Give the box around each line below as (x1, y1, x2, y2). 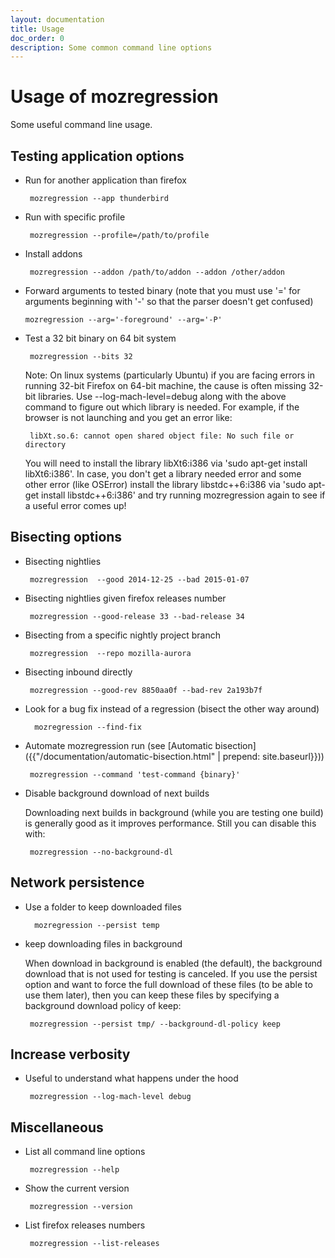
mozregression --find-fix (34, 722, 142, 732)
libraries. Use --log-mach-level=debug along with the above (38, 391, 287, 402)
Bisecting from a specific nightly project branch (24, 629, 221, 641)
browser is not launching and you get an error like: (24, 412, 233, 423)
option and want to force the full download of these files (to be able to (24, 978, 313, 990)
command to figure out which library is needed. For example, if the (24, 401, 300, 413)
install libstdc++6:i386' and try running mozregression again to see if (41, 489, 326, 501)
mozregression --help (29, 1165, 120, 1175)
